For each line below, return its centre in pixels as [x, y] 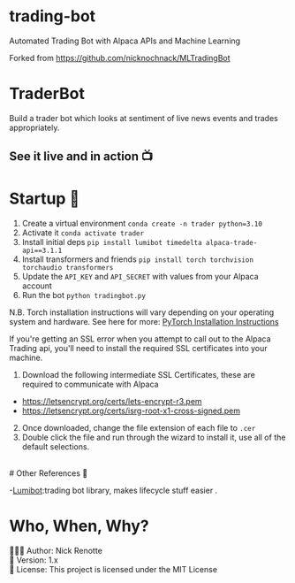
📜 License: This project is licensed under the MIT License [113, 570]
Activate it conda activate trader [83, 233]
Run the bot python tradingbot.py [83, 295]
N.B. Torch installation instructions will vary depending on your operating [142, 312]
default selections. [56, 447]
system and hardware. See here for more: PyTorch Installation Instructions [144, 322]
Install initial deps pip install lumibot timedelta [112, 242]
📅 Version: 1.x [34, 560]
